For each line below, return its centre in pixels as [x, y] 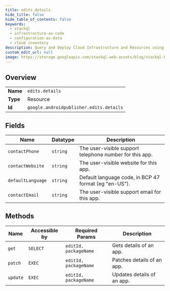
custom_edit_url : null [29, 52]
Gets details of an [133, 245]
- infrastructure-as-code [37, 33]
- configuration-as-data [36, 38]
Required [86, 230]
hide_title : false [25, 15]
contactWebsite [26, 166]
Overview [21, 77]
